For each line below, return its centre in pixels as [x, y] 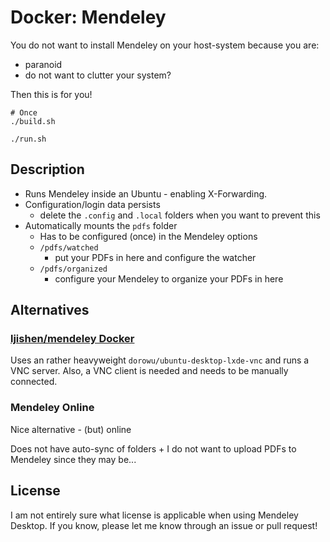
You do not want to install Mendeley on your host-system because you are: [165, 45]
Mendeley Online [52, 408]
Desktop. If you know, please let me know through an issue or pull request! [164, 525]
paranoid [43, 64]
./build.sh [33, 121]
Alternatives [50, 310]
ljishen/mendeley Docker [72, 339]
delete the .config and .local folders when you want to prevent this [180, 215]
